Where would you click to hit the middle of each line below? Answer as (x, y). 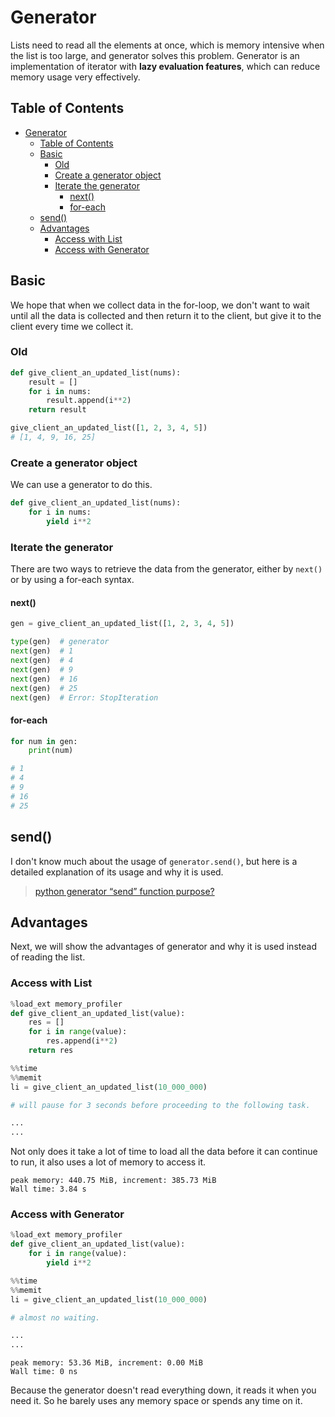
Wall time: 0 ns (44, 1372)
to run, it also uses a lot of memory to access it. (108, 1162)
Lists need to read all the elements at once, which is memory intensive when (167, 45)
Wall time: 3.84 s (48, 1189)
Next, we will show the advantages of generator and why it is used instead (163, 947)
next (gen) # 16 (44, 679)
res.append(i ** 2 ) (82, 1041)
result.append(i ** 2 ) (89, 401)
